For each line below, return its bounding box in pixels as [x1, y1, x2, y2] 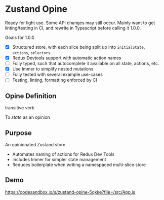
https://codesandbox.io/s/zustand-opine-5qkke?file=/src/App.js [5, 189, 136, 195]
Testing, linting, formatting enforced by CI [12, 77, 97, 83]
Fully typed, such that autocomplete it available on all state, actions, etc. [12, 61, 160, 67]
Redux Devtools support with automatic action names [12, 55, 122, 61]
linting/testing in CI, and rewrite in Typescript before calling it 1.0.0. [5, 25, 141, 31]
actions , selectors [12, 50, 51, 55]
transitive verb [5, 105, 35, 111]
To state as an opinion [5, 114, 50, 120]
